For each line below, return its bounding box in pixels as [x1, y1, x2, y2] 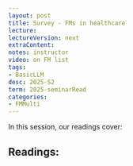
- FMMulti [8, 100, 41, 108]
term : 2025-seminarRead [8, 85, 87, 94]
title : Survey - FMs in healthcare [8, 19, 126, 27]
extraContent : [8, 41, 55, 49]
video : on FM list [8, 56, 69, 64]
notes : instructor [8, 48, 69, 56]
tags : [8, 64, 26, 71]
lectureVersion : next [8, 33, 80, 42]
